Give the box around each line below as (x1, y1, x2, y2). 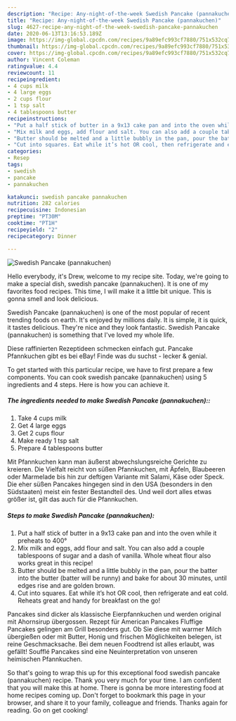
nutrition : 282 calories (7, 200, 80, 207)
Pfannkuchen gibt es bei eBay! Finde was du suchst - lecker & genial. (7, 352, 208, 360)
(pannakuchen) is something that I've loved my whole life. (7, 331, 174, 339)
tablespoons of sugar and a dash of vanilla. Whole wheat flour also (17, 551, 211, 560)
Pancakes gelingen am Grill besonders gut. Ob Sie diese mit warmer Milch (7, 625, 222, 634)
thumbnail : (7, 43, 39, 50)
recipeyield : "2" (7, 226, 58, 233)
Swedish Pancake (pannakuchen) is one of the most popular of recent (7, 308, 210, 316)
